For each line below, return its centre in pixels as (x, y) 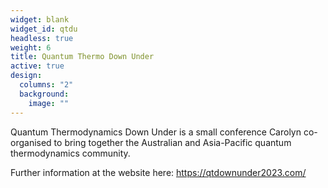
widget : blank (40, 19)
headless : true (42, 38)
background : (44, 94)
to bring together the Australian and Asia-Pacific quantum (172, 142)
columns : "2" (46, 85)
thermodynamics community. (70, 153)
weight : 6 (31, 47)
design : (26, 76)
